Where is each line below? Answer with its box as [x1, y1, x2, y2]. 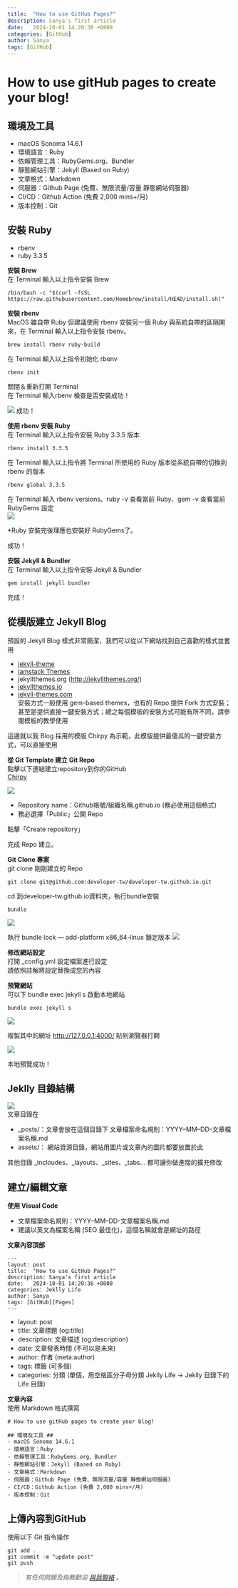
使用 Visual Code [7, 1201, 58, 1210]
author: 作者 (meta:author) [17, 1353, 95, 1361]
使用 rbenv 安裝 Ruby [7, 421, 71, 430]
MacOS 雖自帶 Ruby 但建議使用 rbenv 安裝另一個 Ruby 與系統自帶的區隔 [7, 317, 219, 326]
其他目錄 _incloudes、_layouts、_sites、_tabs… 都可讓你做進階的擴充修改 [7, 1158, 222, 1167]
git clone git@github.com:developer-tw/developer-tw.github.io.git [7, 878, 212, 885]
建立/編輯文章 [7, 1181, 68, 1194]
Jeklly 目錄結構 [7, 1083, 75, 1095]
